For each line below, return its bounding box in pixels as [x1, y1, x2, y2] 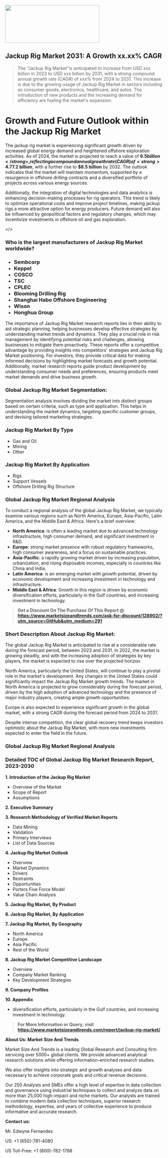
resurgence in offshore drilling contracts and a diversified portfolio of [5, 174, 148, 180]
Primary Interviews [12, 834, 52, 841]
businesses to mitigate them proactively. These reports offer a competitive [5, 342, 159, 348]
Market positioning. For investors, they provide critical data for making [5, 352, 150, 358]
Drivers [12, 870, 28, 876]
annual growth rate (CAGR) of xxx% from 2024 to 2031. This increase [17, 76, 161, 82]
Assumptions [12, 794, 40, 801]
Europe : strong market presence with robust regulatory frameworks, [12, 544, 154, 550]
